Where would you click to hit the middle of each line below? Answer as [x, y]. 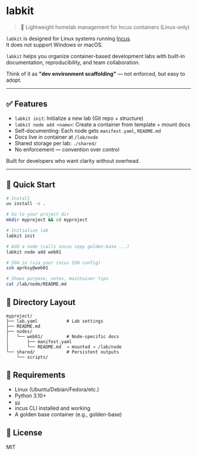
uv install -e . [26, 204]
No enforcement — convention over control [67, 149]
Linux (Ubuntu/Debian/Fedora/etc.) [57, 389]
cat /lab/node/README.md [36, 284]
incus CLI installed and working [52, 408]
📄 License [24, 433]
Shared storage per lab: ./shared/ [55, 143]
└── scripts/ [33, 357]
